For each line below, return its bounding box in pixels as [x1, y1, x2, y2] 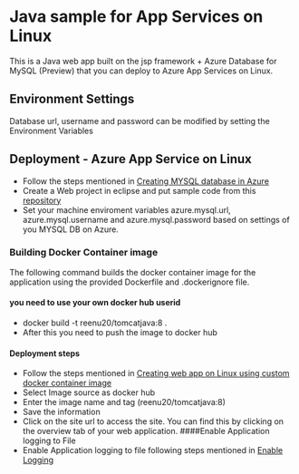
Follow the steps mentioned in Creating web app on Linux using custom [22, 368, 290, 379]
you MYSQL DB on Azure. [22, 224, 120, 235]
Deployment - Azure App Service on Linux [9, 151, 252, 167]
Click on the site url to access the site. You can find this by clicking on [22, 416, 284, 427]
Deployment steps [9, 347, 80, 359]
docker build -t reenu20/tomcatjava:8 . [22, 317, 168, 328]
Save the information [22, 406, 101, 418]
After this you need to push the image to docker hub [22, 327, 217, 338]
